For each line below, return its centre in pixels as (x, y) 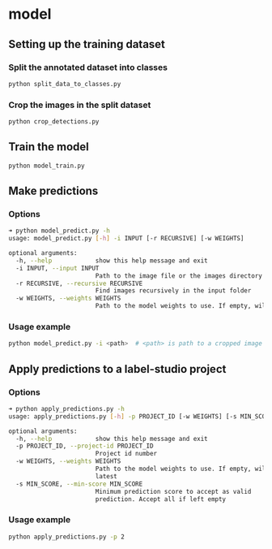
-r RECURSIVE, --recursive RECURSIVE (79, 283)
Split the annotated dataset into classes (88, 67)
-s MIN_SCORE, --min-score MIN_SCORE (79, 484)
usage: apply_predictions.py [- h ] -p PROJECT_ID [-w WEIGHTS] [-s (123, 416)
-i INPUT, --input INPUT (57, 268)
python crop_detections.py (54, 122)
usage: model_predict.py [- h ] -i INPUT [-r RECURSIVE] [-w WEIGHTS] (126, 239)
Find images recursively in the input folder (173, 291)
